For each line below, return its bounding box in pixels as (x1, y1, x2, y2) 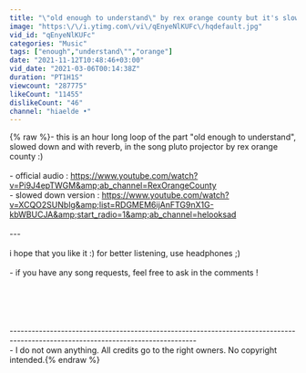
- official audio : (9, 171, 69, 181)
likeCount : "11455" (9, 89, 84, 98)
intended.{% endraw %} (9, 355, 100, 366)
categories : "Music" (9, 38, 88, 48)
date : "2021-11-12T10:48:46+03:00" (9, 56, 145, 65)
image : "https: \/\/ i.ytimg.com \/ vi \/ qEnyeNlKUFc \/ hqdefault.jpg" (9, 22, 262, 31)
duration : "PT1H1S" (9, 73, 84, 82)
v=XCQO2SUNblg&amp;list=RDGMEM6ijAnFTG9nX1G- (9, 200, 214, 211)
